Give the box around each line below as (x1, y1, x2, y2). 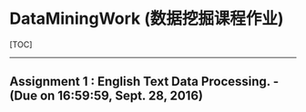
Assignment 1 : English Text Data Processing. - (9, 74, 280, 89)
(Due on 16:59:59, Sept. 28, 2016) (9, 88, 203, 104)
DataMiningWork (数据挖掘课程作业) (9, 8, 284, 29)
